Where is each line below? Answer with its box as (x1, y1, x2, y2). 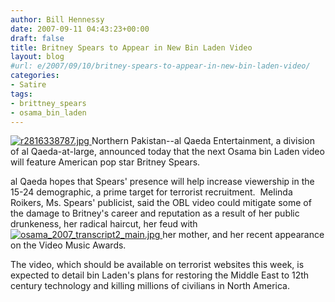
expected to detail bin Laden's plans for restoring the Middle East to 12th (10, 269, 310, 281)
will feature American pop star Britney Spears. (10, 156, 201, 168)
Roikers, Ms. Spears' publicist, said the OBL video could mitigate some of (10, 197, 312, 209)
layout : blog (10, 52, 65, 62)
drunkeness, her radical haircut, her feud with (10, 218, 198, 230)
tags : (10, 89, 33, 99)
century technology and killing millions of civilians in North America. (10, 280, 290, 292)
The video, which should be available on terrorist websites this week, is (10, 259, 305, 271)
